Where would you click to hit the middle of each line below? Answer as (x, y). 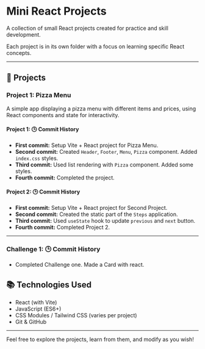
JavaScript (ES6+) (38, 309)
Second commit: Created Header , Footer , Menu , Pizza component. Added (106, 151)
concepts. (19, 52)
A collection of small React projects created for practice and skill (88, 28)
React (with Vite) (36, 303)
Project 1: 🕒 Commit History (43, 129)
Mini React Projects (56, 11)
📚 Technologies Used (49, 285)
